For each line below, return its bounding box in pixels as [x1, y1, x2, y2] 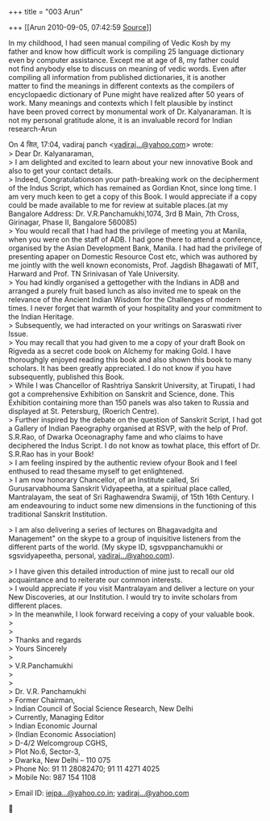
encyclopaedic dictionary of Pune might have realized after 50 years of [8, 90, 244, 99]
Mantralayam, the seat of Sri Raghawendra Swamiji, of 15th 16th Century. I [8, 492, 254, 502]
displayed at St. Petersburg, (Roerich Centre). [8, 406, 160, 415]
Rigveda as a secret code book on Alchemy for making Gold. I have [8, 347, 231, 356]
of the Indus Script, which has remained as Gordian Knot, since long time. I [8, 183, 256, 192]
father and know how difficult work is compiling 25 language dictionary [8, 47, 244, 56]
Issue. [8, 329, 29, 339]
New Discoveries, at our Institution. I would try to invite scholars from [8, 592, 238, 601]
